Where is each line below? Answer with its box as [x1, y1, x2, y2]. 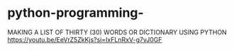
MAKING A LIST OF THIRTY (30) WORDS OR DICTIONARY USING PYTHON [7, 28, 227, 36]
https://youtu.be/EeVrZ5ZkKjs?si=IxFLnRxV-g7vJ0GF [7, 35, 162, 43]
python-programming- [7, 5, 144, 21]
